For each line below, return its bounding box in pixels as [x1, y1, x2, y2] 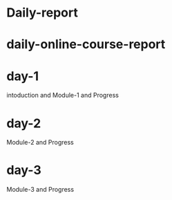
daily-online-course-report [6, 37, 166, 53]
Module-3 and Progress [6, 185, 74, 194]
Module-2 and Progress [6, 138, 74, 147]
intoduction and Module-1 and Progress [6, 91, 119, 100]
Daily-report [6, 5, 79, 21]
